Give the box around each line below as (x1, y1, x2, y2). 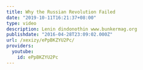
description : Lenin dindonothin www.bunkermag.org (6, 26, 138, 32)
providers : (6, 43, 34, 49)
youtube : (12, 49, 34, 55)
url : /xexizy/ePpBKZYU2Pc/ (6, 37, 75, 43)
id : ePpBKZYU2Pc (17, 54, 59, 60)
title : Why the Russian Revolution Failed (6, 9, 116, 15)
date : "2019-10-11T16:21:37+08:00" (6, 15, 97, 21)
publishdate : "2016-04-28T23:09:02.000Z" (6, 32, 113, 38)
